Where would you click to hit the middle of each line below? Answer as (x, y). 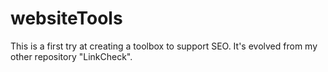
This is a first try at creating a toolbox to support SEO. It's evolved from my (164, 46)
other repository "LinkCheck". (71, 56)
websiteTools (66, 18)
